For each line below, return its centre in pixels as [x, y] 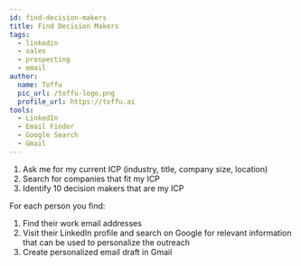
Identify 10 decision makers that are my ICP [103, 188]
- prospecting [44, 60]
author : [24, 77]
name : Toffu [40, 85]
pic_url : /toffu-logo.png [66, 93]
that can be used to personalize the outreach [106, 242]
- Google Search [48, 135]
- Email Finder [46, 127]
